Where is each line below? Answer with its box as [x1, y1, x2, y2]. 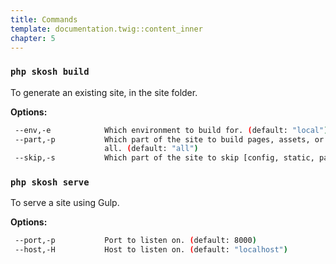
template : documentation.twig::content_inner [10, 24, 203, 34]
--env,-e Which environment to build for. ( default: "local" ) [14, 125, 329, 135]
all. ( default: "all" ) [104, 144, 199, 154]
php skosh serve [10, 177, 90, 188]
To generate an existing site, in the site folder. [10, 86, 198, 98]
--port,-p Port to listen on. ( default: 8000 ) [14, 236, 257, 246]
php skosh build [10, 66, 90, 78]
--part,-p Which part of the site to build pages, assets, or [14, 134, 325, 145]
